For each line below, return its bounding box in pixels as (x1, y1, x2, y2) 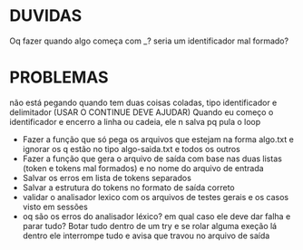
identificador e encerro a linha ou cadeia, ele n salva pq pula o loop (9, 116, 261, 127)
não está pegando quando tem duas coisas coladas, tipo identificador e (9, 97, 278, 108)
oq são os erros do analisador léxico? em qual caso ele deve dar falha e (22, 210, 291, 222)
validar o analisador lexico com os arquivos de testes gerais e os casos (22, 191, 288, 202)
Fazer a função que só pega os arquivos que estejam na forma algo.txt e (22, 133, 295, 145)
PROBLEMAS (9, 67, 109, 88)
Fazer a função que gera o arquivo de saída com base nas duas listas (22, 153, 283, 164)
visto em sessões (22, 201, 88, 212)
